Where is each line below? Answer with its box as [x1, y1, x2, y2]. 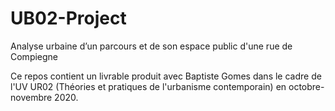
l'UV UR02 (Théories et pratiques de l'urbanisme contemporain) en [10, 80, 287, 92]
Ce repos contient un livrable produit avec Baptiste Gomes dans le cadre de [10, 70, 322, 82]
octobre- [288, 80, 325, 92]
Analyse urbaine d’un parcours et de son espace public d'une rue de [10, 40, 293, 52]
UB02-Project [10, 7, 127, 30]
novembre [10, 91, 53, 103]
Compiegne [10, 50, 59, 62]
